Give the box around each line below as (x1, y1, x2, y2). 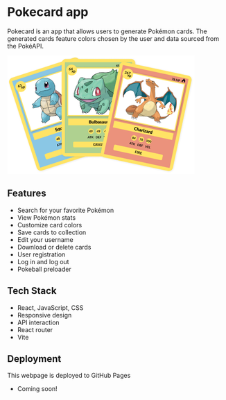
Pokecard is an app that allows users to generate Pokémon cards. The (7, 27, 208, 35)
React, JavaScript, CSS (17, 303, 84, 312)
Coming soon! (17, 385, 58, 393)
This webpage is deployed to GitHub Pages (7, 372, 131, 380)
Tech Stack (7, 285, 57, 297)
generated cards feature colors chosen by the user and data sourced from (7, 34, 220, 42)
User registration (17, 250, 66, 259)
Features (7, 188, 46, 200)
